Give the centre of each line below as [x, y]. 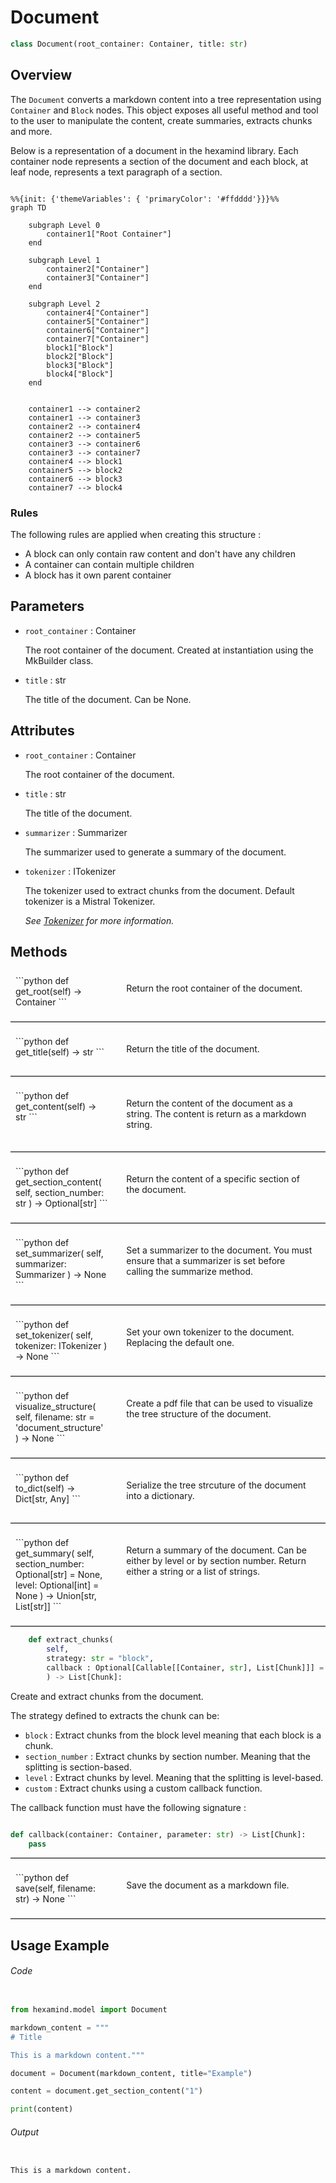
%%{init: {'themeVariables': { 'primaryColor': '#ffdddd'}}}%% [145, 199]
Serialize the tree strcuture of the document [216, 1485]
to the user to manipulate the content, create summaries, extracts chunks [161, 120]
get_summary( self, [55, 1553]
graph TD [28, 207]
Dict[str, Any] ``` [48, 1499]
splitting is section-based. [78, 1767]
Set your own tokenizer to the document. [210, 1332]
